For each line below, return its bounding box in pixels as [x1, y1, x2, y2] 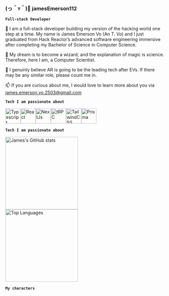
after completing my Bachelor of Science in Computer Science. [5, 42, 137, 48]
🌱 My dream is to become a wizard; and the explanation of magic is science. [5, 52, 164, 58]
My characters [5, 286, 35, 291]
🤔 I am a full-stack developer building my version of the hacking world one [5, 26, 160, 32]
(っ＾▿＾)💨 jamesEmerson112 [5, 5, 77, 12]
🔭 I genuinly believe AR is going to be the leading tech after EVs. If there [5, 67, 155, 73]
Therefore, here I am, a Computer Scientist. [5, 57, 96, 63]
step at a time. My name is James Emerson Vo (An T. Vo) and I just [5, 31, 144, 37]
